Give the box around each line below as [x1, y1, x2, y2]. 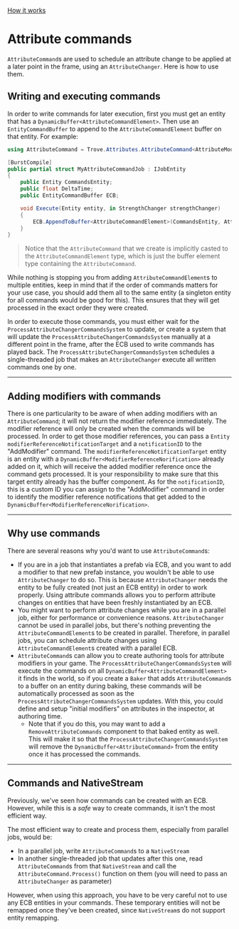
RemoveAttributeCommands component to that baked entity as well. [28, 727, 220, 736]
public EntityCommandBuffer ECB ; [20, 192, 119, 199]
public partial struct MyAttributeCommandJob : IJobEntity [7, 166, 186, 173]
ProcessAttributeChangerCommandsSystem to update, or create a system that [7, 325, 226, 334]
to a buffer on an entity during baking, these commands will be [17, 681, 202, 690]
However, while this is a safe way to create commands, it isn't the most [7, 803, 216, 812]
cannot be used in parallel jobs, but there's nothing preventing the [17, 621, 211, 629]
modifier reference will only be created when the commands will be [7, 425, 205, 433]
